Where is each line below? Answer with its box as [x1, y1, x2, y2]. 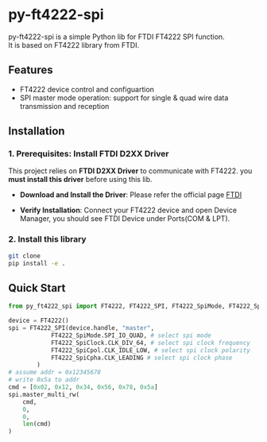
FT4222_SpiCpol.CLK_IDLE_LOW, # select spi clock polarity [50, 346, 250, 355]
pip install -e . [8, 259, 66, 267]
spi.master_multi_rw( [8, 390, 80, 398]
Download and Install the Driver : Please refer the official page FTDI [19, 190, 242, 200]
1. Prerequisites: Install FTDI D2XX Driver [8, 149, 169, 160]
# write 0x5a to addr [8, 376, 80, 384]
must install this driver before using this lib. [8, 175, 153, 184]
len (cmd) [22, 420, 52, 428]
